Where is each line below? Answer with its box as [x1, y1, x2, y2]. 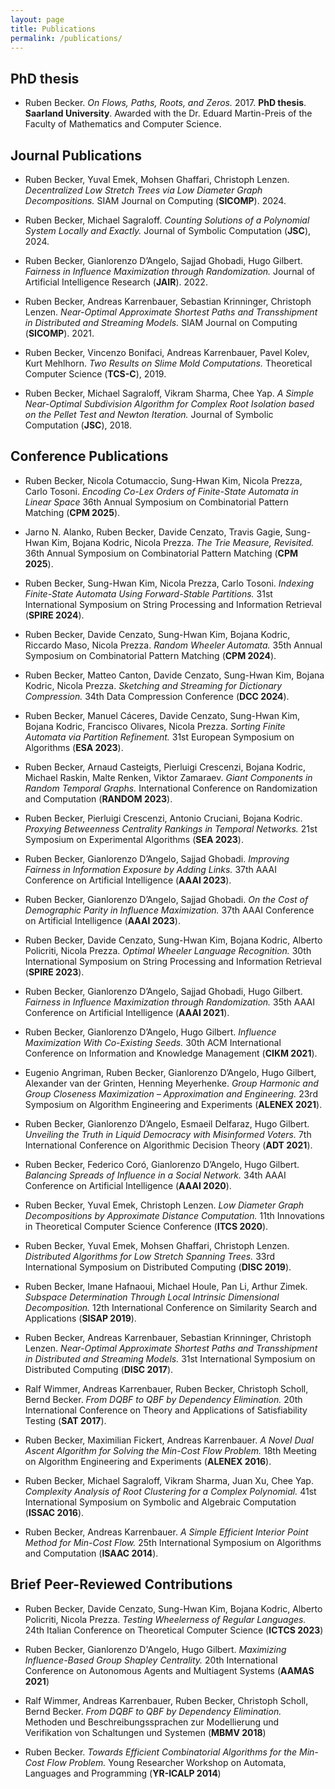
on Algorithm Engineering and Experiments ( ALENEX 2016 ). [24, 1455, 272, 1467]
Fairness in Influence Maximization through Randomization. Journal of [24, 266, 316, 277]
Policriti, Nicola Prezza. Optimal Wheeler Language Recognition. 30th [24, 944, 312, 956]
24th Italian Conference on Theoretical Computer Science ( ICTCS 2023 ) [24, 1624, 324, 1636]
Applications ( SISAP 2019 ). [24, 1312, 137, 1324]
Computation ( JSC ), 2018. [24, 419, 132, 431]
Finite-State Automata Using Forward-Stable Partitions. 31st [24, 587, 273, 600]
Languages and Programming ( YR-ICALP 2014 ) [24, 1767, 222, 1779]
